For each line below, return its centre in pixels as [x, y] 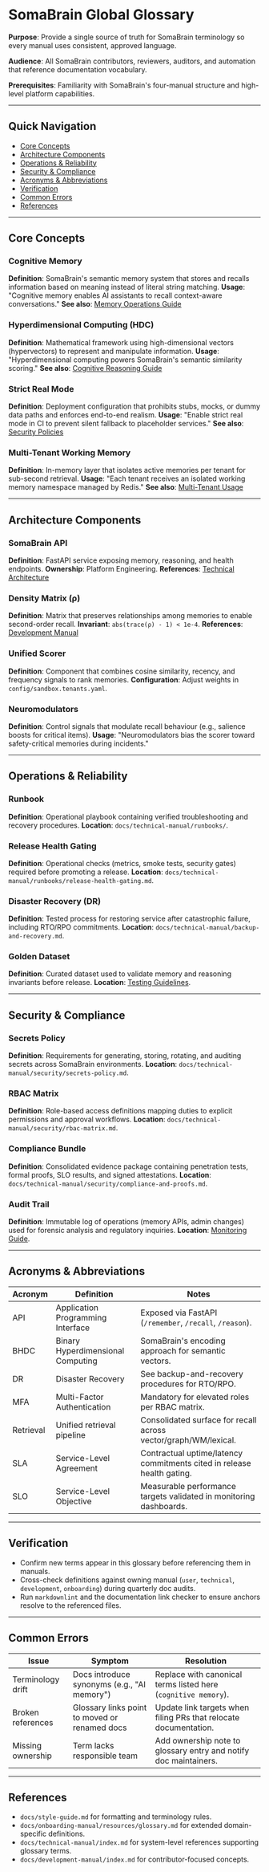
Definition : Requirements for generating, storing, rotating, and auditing [125, 1056]
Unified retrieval [86, 1425]
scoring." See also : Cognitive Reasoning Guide [85, 368]
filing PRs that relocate [197, 1717]
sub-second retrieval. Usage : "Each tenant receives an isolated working [127, 478]
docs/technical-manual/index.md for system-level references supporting [139, 1842]
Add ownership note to [198, 1740]
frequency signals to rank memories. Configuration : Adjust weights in [124, 679]
